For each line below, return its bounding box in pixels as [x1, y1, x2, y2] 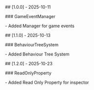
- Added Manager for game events [5, 23, 75, 29]
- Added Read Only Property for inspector [5, 80, 89, 85]
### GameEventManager [5, 14, 56, 19]
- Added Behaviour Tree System [5, 51, 70, 57]
